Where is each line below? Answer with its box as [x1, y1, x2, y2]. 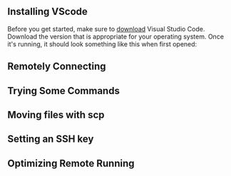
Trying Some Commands [7, 85, 120, 97]
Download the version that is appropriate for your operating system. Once [7, 32, 225, 41]
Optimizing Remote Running [7, 157, 135, 170]
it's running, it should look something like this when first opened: [7, 39, 197, 48]
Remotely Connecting [7, 61, 106, 73]
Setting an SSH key [7, 133, 94, 145]
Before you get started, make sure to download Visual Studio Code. [7, 24, 205, 33]
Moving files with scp [7, 108, 105, 120]
